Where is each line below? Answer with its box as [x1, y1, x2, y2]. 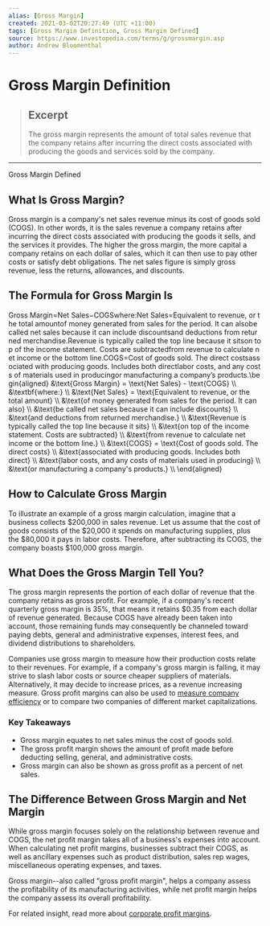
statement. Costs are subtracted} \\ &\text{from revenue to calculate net [8, 429, 246, 439]
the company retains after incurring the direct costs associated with [27, 138, 253, 148]
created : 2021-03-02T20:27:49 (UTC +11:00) [8, 19, 157, 27]
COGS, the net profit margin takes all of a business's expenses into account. [8, 835, 261, 845]
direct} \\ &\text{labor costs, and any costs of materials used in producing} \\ [8, 455, 261, 465]
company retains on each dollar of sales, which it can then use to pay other [8, 248, 258, 258]
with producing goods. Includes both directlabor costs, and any [35, 361, 245, 371]
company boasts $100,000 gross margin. [8, 543, 145, 552]
